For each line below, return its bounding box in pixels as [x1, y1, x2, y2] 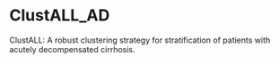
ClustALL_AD [9, 5, 110, 26]
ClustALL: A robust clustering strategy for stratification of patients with [9, 35, 271, 45]
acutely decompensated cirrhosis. [9, 43, 136, 54]
